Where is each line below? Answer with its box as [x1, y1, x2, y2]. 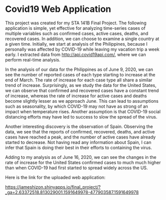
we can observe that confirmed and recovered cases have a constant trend [5, 87, 159, 93]
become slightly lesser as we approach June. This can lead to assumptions [5, 98, 159, 104]
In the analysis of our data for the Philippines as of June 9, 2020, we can [5, 66, 154, 72]
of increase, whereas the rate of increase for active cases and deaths [5, 93, 147, 99]
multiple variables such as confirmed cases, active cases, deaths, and [5, 30, 149, 36]
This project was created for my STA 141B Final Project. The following [5, 20, 147, 26]
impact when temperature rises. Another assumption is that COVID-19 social [5, 108, 161, 115]
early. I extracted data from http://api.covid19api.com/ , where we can [5, 51, 146, 58]
